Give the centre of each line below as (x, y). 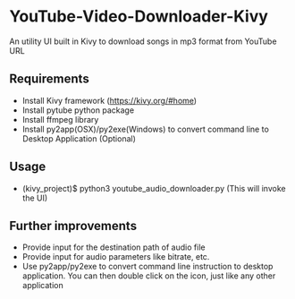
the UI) (35, 198)
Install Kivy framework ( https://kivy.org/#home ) (110, 100)
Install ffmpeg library (60, 119)
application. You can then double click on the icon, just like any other (149, 276)
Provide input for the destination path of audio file (114, 247)
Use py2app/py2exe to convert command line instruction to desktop (147, 267)
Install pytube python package (78, 110)
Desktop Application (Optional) (79, 138)
